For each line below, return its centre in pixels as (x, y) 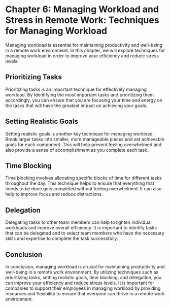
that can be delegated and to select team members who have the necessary (85, 233)
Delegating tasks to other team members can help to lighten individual (78, 222)
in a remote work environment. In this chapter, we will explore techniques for (85, 50)
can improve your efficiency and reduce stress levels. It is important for (80, 283)
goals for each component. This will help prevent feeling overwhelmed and (83, 144)
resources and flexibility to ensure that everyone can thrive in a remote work (85, 294)
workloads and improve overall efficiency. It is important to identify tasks (81, 228)
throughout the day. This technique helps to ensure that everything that (80, 183)
